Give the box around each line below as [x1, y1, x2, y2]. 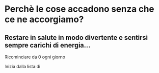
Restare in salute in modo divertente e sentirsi [4, 33, 148, 42]
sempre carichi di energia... [4, 41, 91, 49]
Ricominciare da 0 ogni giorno [4, 54, 66, 60]
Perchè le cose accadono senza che [4, 3, 155, 15]
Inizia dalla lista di [4, 64, 40, 69]
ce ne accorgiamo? [4, 14, 84, 25]
